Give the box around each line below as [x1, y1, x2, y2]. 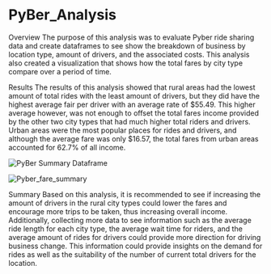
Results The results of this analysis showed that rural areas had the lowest [8, 82, 256, 92]
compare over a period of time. [8, 66, 112, 76]
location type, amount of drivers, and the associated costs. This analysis [8, 49, 250, 59]
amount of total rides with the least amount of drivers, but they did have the [8, 91, 260, 100]
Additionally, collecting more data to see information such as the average [8, 215, 252, 225]
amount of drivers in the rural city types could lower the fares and [8, 198, 227, 208]
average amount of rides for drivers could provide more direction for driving [8, 232, 261, 242]
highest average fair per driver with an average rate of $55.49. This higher [8, 99, 256, 109]
